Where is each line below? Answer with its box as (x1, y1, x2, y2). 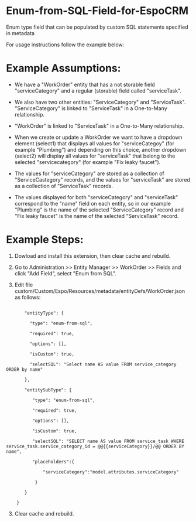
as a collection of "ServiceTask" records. (14, 182, 113, 189)
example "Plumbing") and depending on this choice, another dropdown (14, 146, 187, 153)
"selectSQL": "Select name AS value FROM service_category (29, 361, 177, 367)
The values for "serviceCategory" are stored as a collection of (14, 170, 165, 177)
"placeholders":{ (32, 459, 75, 465)
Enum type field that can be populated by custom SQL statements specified (6, 23, 188, 30)
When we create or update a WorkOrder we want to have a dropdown (14, 134, 183, 141)
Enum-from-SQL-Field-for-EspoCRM (6, 4, 189, 18)
